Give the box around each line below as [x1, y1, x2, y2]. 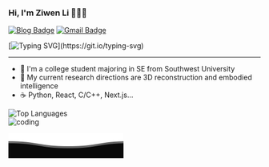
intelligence [19, 81, 58, 91]
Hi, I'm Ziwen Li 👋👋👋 [8, 7, 87, 18]
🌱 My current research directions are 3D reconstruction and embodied [19, 72, 252, 83]
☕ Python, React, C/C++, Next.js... [19, 90, 134, 100]
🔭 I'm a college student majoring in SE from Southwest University [19, 64, 235, 74]
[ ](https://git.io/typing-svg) [8, 41, 144, 51]
